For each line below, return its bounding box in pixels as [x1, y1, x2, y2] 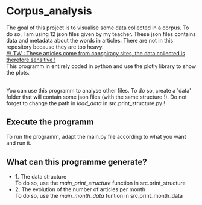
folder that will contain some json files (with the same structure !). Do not [6, 93, 187, 100]
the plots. [6, 69, 30, 76]
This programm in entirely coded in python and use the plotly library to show [6, 62, 197, 70]
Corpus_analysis [6, 4, 92, 18]
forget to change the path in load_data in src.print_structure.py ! [6, 99, 166, 106]
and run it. [6, 139, 32, 147]
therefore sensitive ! [6, 56, 56, 63]
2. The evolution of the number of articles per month [14, 185, 146, 193]
